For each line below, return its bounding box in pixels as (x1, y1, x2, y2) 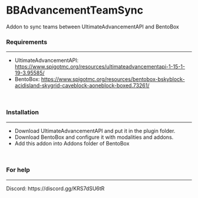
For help (6, 166, 31, 174)
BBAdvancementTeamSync (6, 4, 143, 17)
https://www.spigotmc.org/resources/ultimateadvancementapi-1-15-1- (14, 63, 186, 70)
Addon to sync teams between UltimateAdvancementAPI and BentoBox (6, 23, 180, 30)
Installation (6, 108, 39, 116)
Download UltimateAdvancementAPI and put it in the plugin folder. (14, 127, 176, 134)
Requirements (6, 38, 48, 46)
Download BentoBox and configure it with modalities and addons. (14, 134, 174, 141)
